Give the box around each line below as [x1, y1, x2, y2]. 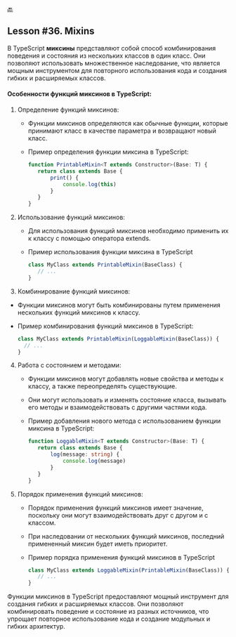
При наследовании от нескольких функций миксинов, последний [27, 532, 225, 540]
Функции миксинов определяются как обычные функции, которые [27, 119, 228, 128]
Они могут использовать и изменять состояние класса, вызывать [27, 395, 227, 405]
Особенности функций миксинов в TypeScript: [7, 90, 152, 98]
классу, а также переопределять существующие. [27, 382, 178, 390]
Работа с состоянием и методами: [17, 361, 122, 369]
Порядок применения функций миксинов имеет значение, [27, 504, 204, 512]
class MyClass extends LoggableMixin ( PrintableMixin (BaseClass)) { [27, 567, 230, 574]
